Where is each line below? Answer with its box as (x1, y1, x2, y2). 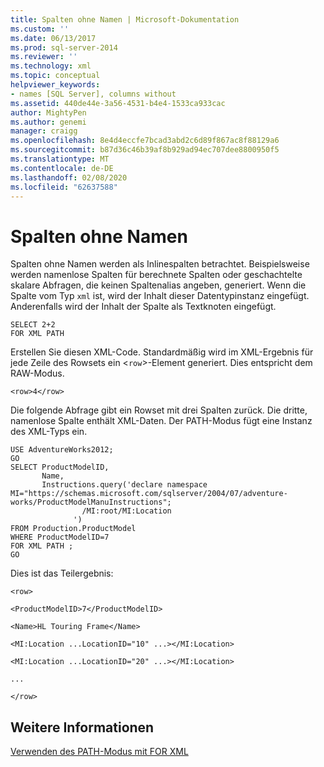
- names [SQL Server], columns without (10, 89, 177, 99)
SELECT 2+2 (10, 320, 56, 330)
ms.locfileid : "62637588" (10, 182, 118, 192)
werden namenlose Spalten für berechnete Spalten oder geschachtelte (10, 269, 303, 281)
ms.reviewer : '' (10, 52, 78, 62)
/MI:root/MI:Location (81, 506, 172, 516)
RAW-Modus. (10, 367, 65, 380)
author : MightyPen (10, 107, 87, 118)
